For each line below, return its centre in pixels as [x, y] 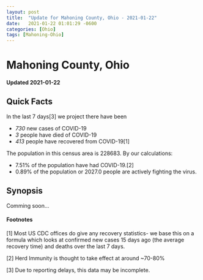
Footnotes [20, 220]
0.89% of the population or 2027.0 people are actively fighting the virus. [106, 172]
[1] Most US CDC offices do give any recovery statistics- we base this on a [100, 233]
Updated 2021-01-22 [33, 82]
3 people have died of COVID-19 [56, 135]
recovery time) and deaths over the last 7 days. [66, 246]
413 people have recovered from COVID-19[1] [72, 141]
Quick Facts [30, 102]
